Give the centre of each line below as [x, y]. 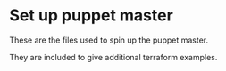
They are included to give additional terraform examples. [113, 57]
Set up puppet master [92, 16]
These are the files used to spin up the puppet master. [109, 40]
